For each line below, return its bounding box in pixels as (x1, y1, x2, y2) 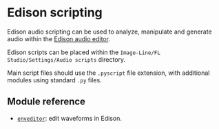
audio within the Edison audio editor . (7, 34, 110, 43)
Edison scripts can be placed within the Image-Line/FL (7, 48, 160, 56)
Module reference (7, 96, 86, 108)
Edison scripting (7, 5, 103, 21)
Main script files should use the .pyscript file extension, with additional (7, 69, 210, 77)
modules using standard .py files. (7, 75, 102, 84)
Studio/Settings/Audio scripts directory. (7, 55, 126, 63)
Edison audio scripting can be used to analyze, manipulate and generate (7, 27, 212, 36)
